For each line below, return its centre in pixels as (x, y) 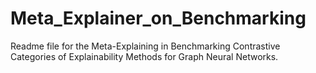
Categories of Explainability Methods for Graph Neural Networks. (144, 56)
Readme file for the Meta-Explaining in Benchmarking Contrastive (145, 46)
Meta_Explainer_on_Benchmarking (158, 18)
